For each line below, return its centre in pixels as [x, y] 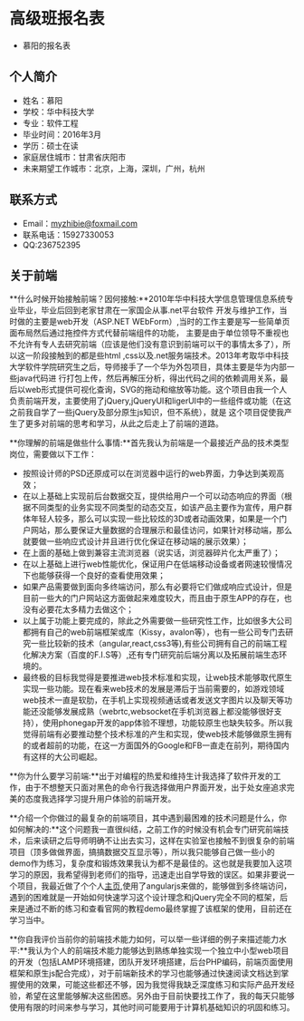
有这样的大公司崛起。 [62, 757]
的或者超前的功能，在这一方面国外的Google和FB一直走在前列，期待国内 [156, 745]
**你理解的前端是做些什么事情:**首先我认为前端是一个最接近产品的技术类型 [149, 443]
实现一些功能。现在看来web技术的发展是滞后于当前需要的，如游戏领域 [153, 689]
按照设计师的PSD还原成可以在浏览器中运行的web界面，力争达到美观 [149, 473]
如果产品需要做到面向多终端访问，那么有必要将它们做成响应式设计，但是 [157, 587]
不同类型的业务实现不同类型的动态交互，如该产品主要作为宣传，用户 [157, 508]
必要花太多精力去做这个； [86, 609]
